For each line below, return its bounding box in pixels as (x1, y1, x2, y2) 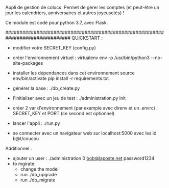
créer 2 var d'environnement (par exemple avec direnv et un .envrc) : (12, 105, 158, 111)
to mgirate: (12, 160, 36, 167)
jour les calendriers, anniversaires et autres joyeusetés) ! (5, 10, 125, 16)
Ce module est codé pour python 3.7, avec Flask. (5, 20, 108, 25)
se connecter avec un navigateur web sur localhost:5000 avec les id (12, 130, 157, 136)
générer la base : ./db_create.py (12, 85, 80, 91)
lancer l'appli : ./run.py (12, 120, 60, 126)
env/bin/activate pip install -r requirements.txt (12, 75, 109, 81)
